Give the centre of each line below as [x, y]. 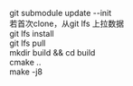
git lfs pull [28, 43]
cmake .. [25, 62]
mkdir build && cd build [52, 52]
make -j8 [26, 72]
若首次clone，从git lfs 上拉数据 [67, 23]
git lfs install [32, 34]
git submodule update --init [61, 13]
